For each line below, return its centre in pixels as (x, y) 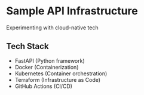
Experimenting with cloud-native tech (52, 27)
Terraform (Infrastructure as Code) (57, 79)
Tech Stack (27, 46)
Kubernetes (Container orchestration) (61, 73)
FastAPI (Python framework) (50, 60)
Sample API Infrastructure (72, 11)
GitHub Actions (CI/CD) (44, 86)
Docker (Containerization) (47, 67)
